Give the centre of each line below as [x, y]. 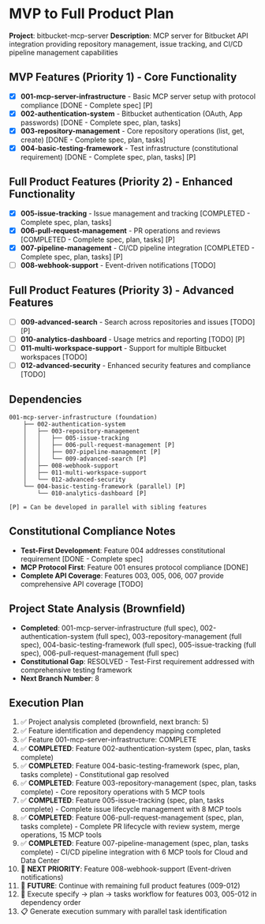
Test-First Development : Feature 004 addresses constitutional [123, 550]
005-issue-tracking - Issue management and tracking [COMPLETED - [135, 213]
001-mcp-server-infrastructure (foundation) [83, 417]
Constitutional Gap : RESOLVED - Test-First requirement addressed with [137, 661]
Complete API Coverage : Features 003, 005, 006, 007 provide [122, 575]
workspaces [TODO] [54, 357]
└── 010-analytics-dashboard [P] [92, 493]
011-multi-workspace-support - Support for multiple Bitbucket [123, 348]
